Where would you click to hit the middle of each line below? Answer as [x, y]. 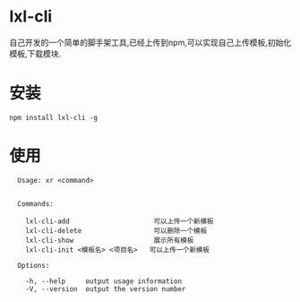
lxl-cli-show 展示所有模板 [110, 240]
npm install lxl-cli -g [54, 117]
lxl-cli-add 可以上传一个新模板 [120, 221]
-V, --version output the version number [106, 289]
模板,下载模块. [35, 53]
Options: [34, 265]
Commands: [35, 203]
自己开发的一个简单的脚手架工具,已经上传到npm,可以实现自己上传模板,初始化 [150, 42]
